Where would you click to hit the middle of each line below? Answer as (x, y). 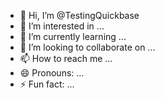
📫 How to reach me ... (66, 58)
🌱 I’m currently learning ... (73, 36)
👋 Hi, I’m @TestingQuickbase (79, 15)
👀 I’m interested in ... (62, 26)
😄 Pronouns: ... (52, 73)
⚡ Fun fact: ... (47, 84)
